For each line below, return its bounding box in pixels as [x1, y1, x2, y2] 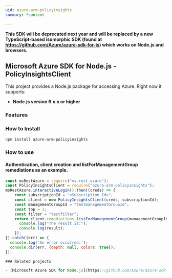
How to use [5, 149, 34, 156]
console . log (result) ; [18, 226, 66, 231]
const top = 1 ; [14, 206, 47, 212]
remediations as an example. [5, 167, 68, 173]
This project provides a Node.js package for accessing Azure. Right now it [5, 83, 162, 89]
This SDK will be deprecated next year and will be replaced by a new [5, 31, 154, 37]
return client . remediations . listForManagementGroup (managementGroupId [14, 216, 168, 221]
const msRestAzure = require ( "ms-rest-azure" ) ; [5, 178, 109, 183]
